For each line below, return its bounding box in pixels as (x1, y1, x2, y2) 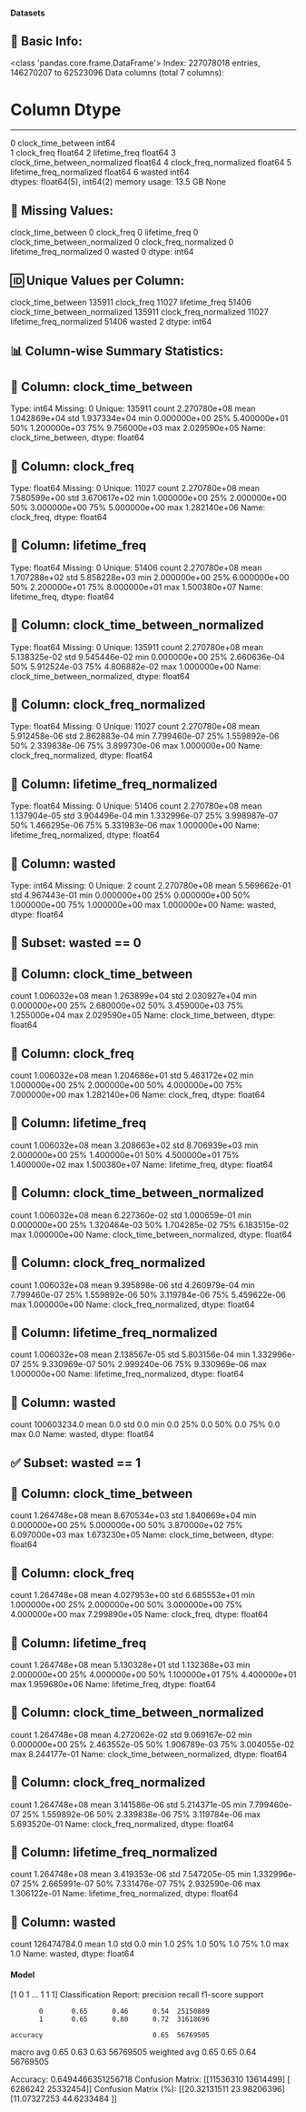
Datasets (10, 7, 45, 18)
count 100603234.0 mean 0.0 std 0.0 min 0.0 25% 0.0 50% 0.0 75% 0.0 (10, 1419, 281, 1430)
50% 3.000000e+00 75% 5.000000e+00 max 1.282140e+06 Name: (10, 501, 266, 513)
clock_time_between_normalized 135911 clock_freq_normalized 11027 (10, 306, 269, 317)
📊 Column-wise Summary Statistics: (10, 344, 224, 359)
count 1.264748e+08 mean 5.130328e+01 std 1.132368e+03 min (10, 1659, 251, 1670)
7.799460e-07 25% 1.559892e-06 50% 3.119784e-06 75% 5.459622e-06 (10, 1289, 286, 1300)
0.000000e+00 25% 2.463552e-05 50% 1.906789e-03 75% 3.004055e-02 (10, 1738, 295, 1750)
